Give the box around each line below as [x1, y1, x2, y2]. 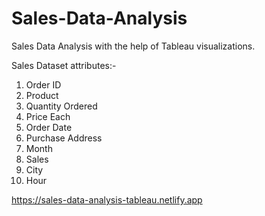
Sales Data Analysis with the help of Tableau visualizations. [11, 40, 256, 52]
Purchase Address [25, 132, 103, 144]
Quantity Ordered [25, 100, 98, 112]
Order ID [25, 78, 62, 91]
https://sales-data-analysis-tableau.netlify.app [11, 193, 203, 206]
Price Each [25, 110, 71, 122]
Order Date [25, 121, 73, 133]
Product [25, 89, 59, 101]
